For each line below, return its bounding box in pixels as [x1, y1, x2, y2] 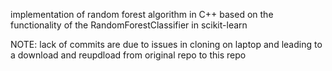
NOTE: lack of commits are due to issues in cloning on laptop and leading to [10, 39, 323, 50]
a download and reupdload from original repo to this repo [10, 49, 247, 61]
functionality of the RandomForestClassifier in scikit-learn [10, 19, 248, 31]
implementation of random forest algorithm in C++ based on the [10, 9, 274, 20]
